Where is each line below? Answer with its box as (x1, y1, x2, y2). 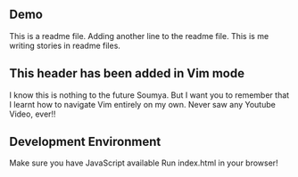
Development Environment (9, 134, 161, 149)
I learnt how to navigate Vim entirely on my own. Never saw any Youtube (9, 99, 277, 109)
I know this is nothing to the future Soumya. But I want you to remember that (9, 89, 290, 101)
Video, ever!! (9, 109, 56, 119)
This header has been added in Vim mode (9, 66, 245, 81)
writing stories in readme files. (9, 40, 120, 51)
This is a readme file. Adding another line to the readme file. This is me (9, 30, 269, 41)
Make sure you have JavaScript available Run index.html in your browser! (9, 157, 278, 168)
